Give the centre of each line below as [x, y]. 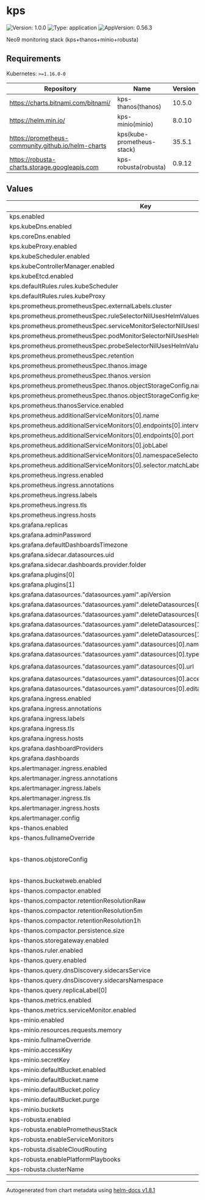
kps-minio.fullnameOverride [50, 1040]
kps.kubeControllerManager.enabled [62, 266]
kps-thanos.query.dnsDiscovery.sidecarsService [80, 970]
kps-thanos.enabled [39, 828]
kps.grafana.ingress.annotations [56, 708]
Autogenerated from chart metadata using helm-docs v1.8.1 [81, 1190]
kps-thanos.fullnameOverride [52, 838]
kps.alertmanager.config [45, 818]
